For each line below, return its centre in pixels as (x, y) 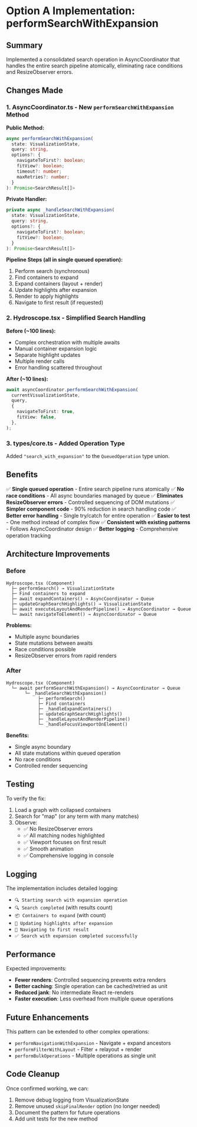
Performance (31, 954)
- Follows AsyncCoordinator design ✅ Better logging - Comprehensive (92, 529)
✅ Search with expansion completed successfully (76, 936)
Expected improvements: (36, 969)
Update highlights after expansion (56, 290)
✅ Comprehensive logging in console (68, 855)
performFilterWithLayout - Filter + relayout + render (78, 1050)
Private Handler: (27, 199)
